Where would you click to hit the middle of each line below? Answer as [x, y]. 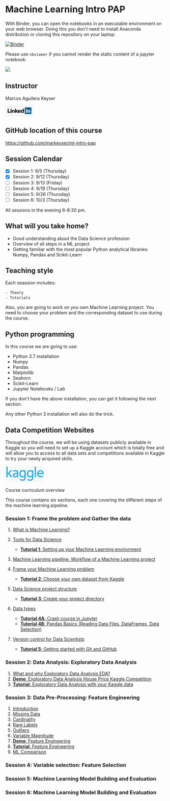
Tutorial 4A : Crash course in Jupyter [59, 619]
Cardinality [24, 719]
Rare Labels [25, 725]
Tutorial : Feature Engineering [44, 746]
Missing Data [26, 714]
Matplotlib [23, 372]
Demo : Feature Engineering [41, 741]
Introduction [25, 708]
